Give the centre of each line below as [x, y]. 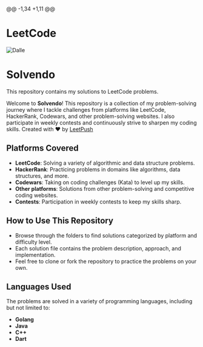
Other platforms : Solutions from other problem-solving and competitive [105, 188]
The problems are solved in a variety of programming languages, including [99, 301]
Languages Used [39, 287]
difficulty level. [33, 242]
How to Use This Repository [60, 221]
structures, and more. [42, 176]
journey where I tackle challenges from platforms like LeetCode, [86, 109]
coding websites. [36, 195]
